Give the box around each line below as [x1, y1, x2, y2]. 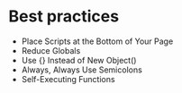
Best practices [8, 6, 119, 27]
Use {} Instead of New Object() [21, 55, 137, 65]
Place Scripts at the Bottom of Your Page [21, 36, 174, 46]
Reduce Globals [21, 45, 81, 55]
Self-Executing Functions [21, 73, 115, 84]
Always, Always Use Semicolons [21, 64, 143, 75]
